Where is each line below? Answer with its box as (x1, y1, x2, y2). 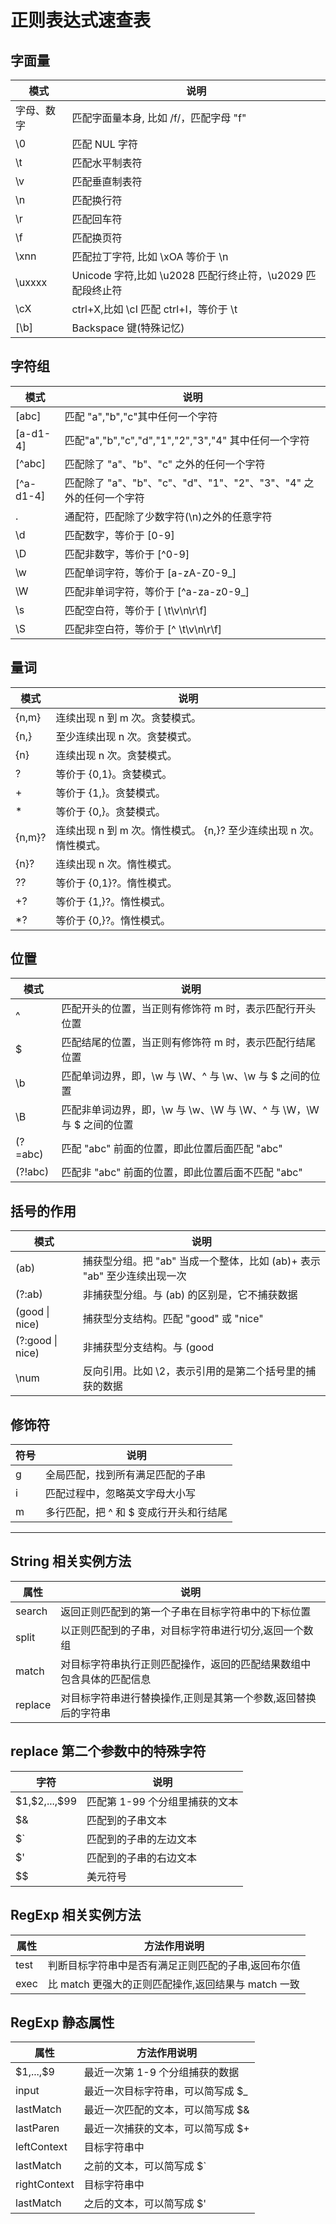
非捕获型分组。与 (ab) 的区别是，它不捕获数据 (82, 1288, 298, 1302)
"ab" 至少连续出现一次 (82, 1269, 187, 1283)
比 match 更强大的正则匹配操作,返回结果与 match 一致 (47, 1977, 300, 1991)
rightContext (15, 2177, 75, 2191)
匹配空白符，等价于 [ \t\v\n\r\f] (64, 603, 208, 617)
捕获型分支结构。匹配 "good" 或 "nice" (82, 1312, 264, 1326)
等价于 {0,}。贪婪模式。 (55, 804, 166, 818)
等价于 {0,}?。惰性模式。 (55, 913, 172, 927)
